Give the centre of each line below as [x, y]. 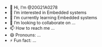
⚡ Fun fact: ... [23, 40]
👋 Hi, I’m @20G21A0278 [34, 7]
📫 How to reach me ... [32, 28]
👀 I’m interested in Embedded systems [48, 12]
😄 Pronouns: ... [25, 35]
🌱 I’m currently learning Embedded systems [53, 18]
